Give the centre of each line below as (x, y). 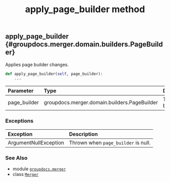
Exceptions (19, 121)
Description (83, 134)
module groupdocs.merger (39, 169)
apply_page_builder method (85, 9)
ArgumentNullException (36, 142)
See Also (16, 158)
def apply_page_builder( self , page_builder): (54, 74)
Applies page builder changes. (37, 64)
